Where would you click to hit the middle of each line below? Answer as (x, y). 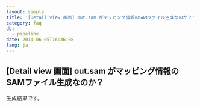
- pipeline (25, 34)
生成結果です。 (25, 98)
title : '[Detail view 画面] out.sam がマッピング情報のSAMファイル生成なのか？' (101, 17)
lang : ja (17, 46)
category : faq (24, 23)
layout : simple (25, 12)
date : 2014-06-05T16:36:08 (40, 40)
